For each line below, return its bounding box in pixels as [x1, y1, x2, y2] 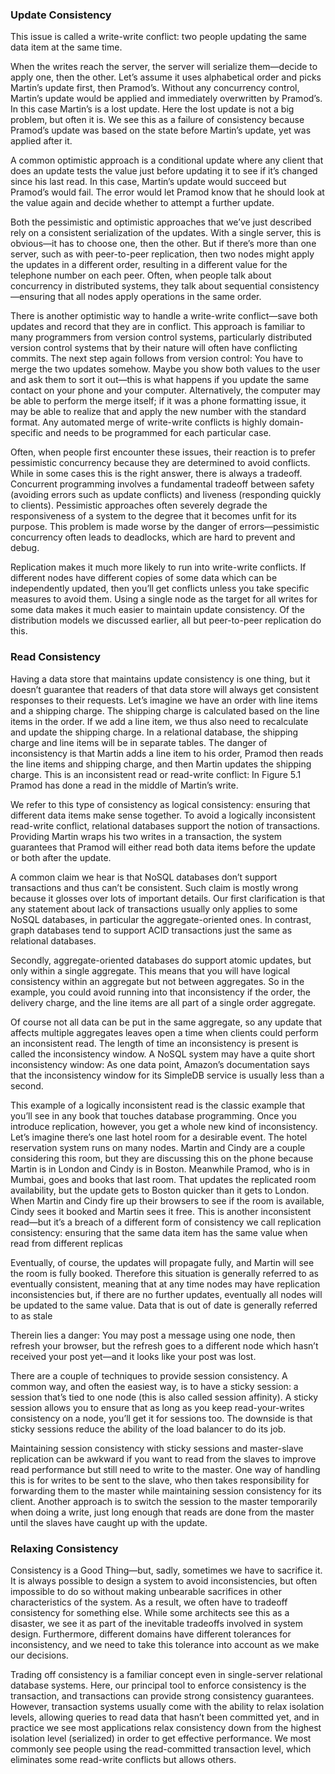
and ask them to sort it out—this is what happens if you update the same [10, 374, 310, 386]
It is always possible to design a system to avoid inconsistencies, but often [10, 1574, 318, 1587]
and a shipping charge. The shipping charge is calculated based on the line [10, 704, 320, 717]
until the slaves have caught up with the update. [10, 1516, 208, 1528]
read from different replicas [10, 1237, 123, 1249]
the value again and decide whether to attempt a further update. [10, 197, 275, 209]
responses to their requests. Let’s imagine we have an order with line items [10, 694, 318, 706]
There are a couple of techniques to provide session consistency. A [10, 1369, 288, 1382]
